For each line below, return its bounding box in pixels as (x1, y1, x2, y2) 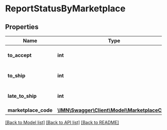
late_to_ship (7, 92, 37, 99)
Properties (5, 23, 39, 31)
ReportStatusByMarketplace (5, 3, 126, 14)
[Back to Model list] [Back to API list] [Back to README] (5, 120, 119, 125)
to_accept (7, 52, 32, 58)
